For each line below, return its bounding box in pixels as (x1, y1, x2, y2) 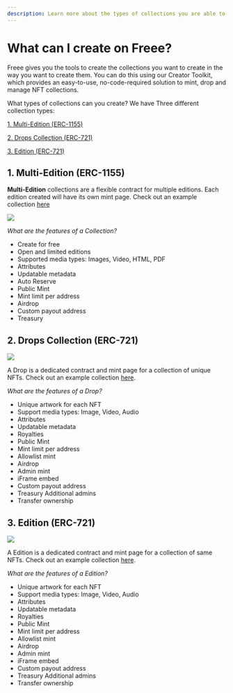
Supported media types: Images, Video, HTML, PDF (17, 255, 166, 263)
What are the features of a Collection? (7, 227, 117, 235)
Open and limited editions (17, 248, 91, 256)
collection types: (7, 106, 55, 115)
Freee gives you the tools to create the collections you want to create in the (7, 63, 223, 72)
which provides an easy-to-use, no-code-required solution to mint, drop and (7, 78, 227, 86)
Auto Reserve (17, 277, 57, 286)
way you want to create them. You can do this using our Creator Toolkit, (7, 70, 213, 79)
